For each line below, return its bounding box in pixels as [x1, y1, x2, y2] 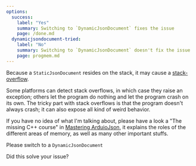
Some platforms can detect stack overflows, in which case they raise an [6, 87, 183, 94]
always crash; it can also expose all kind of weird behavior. [6, 106, 151, 113]
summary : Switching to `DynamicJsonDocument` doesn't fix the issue [17, 47, 191, 53]
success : [11, 14, 33, 20]
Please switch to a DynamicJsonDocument [6, 141, 103, 148]
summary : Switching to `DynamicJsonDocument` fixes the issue [17, 25, 175, 31]
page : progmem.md [17, 53, 60, 59]
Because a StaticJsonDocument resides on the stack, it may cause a [6, 69, 172, 76]
